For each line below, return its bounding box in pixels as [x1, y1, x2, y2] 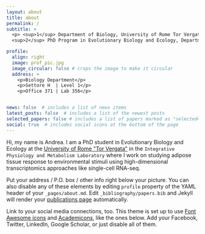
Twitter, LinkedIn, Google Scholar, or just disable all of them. [6, 221, 157, 228]
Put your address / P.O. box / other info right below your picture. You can [6, 176, 189, 183]
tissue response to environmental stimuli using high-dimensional [6, 158, 168, 165]
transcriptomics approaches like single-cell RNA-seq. [6, 164, 140, 172]
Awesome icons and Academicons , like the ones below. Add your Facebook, [6, 214, 198, 221]
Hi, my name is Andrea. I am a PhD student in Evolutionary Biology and [6, 138, 184, 145]
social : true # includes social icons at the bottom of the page [6, 122, 179, 128]
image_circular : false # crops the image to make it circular [12, 65, 173, 71]
